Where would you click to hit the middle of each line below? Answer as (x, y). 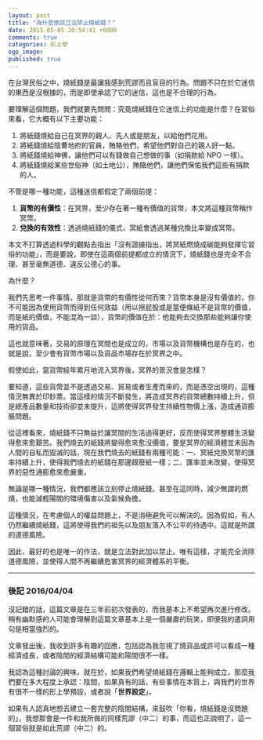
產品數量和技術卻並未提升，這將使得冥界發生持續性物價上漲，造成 (128, 406)
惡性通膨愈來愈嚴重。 (56, 472)
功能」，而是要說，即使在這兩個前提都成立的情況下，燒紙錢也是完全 (130, 254)
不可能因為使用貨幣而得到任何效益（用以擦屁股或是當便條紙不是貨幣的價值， (131, 307)
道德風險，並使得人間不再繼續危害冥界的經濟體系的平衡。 (101, 561)
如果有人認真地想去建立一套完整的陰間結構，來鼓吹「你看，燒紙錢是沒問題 (128, 709)
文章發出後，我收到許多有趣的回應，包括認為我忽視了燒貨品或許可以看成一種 (131, 646)
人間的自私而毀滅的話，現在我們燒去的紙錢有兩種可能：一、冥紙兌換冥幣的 (128, 452)
